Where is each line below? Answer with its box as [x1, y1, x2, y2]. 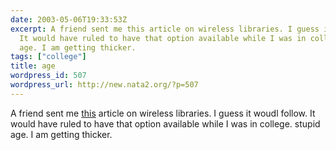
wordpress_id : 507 [10, 71, 87, 81]
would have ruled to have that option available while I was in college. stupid [10, 117, 321, 130]
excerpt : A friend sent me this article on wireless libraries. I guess [10, 24, 320, 34]
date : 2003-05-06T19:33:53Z [10, 14, 128, 25]
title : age [10, 61, 56, 71]
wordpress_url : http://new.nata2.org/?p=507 [10, 80, 199, 90]
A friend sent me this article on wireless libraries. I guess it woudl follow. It [10, 107, 316, 119]
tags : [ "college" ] [10, 52, 87, 62]
